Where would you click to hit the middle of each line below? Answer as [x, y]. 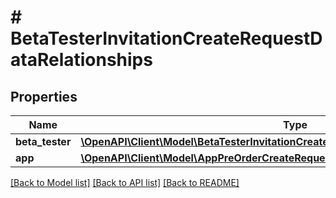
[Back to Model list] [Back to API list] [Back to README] [125, 182]
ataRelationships [81, 60]
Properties [44, 96]
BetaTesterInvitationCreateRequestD [166, 38]
